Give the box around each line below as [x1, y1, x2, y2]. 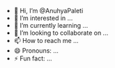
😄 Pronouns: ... [13, 46, 59, 55]
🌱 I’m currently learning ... [13, 22, 89, 29]
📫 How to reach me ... [13, 37, 79, 44]
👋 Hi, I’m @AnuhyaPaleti [13, 7, 84, 15]
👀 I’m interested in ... [13, 14, 73, 22]
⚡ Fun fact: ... [13, 54, 52, 62]
